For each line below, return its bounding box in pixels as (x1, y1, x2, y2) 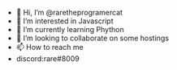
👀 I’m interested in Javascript (15, 16, 114, 26)
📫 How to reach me (15, 43, 84, 51)
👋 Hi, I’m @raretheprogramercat (15, 8, 123, 17)
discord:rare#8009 (15, 54, 80, 64)
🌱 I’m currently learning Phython (15, 25, 124, 34)
